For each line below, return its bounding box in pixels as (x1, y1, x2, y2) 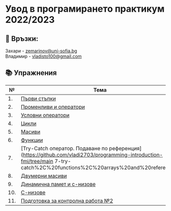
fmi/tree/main (21, 157, 53, 165)
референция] (109, 145, 142, 152)
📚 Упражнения (5, 68, 57, 77)
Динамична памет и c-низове (21, 180, 96, 187)
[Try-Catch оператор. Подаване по (21, 145, 108, 152)
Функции (21, 136, 43, 144)
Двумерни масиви (21, 172, 67, 179)
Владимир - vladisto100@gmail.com (5, 53, 82, 59)
